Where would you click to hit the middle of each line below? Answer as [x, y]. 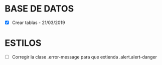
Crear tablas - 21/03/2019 [38, 22]
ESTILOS [23, 43]
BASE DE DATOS [39, 9]
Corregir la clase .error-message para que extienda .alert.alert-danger [85, 57]
